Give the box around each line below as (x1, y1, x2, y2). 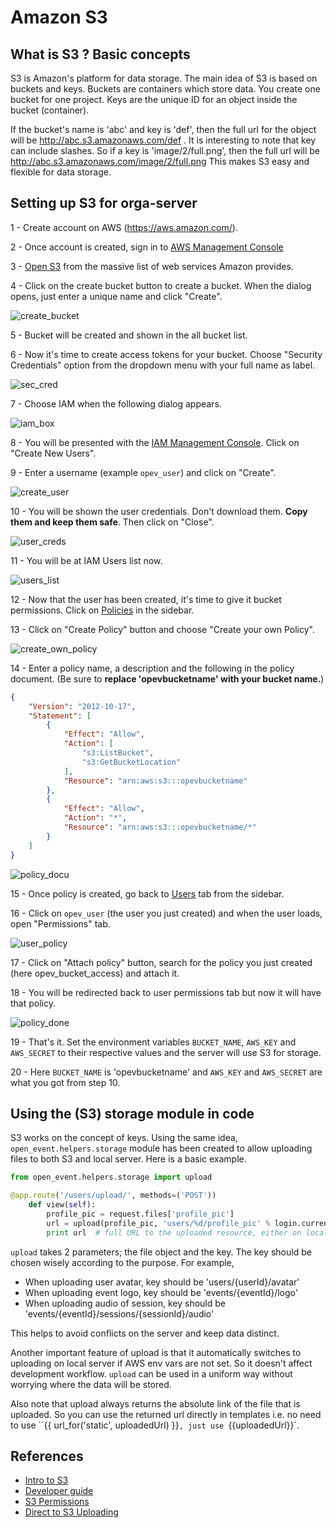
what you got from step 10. (10, 1076, 121, 1088)
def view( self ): (28, 1200, 97, 1210)
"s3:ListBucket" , (81, 748, 155, 758)
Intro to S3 (24, 1474, 69, 1486)
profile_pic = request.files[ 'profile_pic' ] (46, 1209, 235, 1219)
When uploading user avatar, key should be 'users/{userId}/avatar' (24, 1276, 300, 1288)
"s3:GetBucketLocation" (81, 757, 182, 767)
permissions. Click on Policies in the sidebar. (10, 604, 195, 616)
